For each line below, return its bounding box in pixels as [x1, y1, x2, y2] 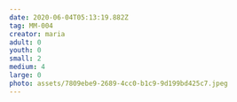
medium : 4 [9, 63, 46, 72]
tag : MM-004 [9, 21, 53, 30]
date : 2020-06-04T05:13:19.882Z [9, 12, 129, 22]
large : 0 [9, 71, 42, 80]
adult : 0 [9, 37, 42, 47]
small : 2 [9, 54, 42, 63]
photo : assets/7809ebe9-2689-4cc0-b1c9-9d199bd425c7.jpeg [9, 79, 228, 88]
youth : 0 [9, 46, 42, 55]
